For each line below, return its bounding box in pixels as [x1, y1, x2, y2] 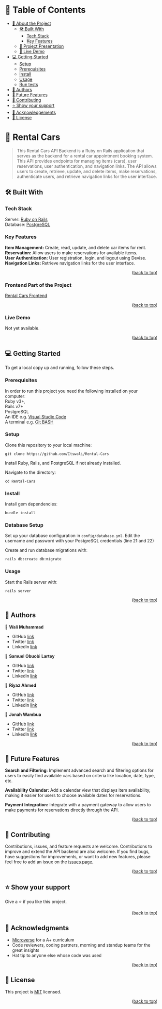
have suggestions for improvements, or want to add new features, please [5, 854, 151, 860]
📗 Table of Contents [5, 4, 86, 16]
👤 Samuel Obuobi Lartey [5, 653, 55, 659]
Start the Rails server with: [5, 579, 58, 585]
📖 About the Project [12, 20, 51, 26]
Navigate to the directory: [5, 469, 56, 475]
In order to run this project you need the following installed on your [5, 388, 138, 394]
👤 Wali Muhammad [5, 624, 44, 630]
